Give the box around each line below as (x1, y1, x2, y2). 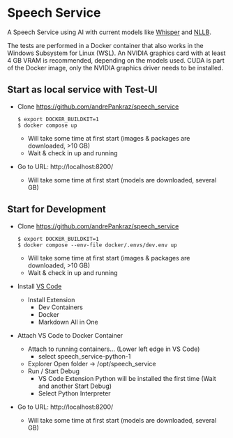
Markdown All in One (38, 318, 99, 326)
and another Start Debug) (38, 382, 112, 390)
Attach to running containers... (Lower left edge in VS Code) (27, 345, 200, 353)
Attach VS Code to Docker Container (17, 331, 123, 339)
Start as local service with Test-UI (7, 84, 158, 95)
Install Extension (27, 295, 75, 304)
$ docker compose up (17, 122, 77, 129)
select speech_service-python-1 (38, 352, 131, 360)
